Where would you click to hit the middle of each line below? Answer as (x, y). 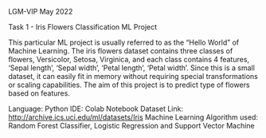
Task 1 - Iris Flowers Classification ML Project (83, 27)
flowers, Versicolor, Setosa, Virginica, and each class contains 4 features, (129, 59)
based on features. (39, 93)
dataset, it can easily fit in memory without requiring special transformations (133, 76)
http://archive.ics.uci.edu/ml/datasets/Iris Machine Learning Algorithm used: (133, 117)
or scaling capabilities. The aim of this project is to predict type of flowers (129, 85)
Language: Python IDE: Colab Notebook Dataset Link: (96, 108)
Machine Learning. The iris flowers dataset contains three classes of (121, 51)
